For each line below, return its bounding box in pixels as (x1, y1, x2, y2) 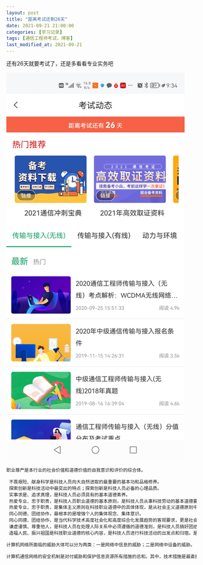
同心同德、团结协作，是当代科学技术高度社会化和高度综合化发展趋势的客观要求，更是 (8, 517, 189, 524)
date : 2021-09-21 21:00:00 (6, 22, 74, 28)
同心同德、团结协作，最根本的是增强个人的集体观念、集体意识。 (8, 511, 144, 517)
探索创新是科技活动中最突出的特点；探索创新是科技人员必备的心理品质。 (8, 485, 162, 491)
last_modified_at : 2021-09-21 (6, 42, 83, 48)
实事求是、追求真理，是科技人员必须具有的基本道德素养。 (8, 492, 131, 498)
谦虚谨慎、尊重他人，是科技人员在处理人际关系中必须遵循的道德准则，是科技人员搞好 (8, 524, 189, 530)
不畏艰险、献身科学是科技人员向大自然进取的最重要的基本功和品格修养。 (8, 479, 162, 485)
